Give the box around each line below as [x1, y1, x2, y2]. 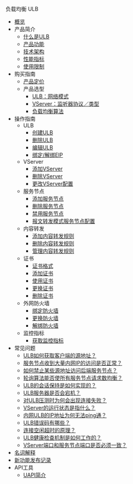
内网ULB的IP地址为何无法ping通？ [23, 412, 107, 419]
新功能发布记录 [14, 457, 51, 464]
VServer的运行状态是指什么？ [23, 405, 96, 411]
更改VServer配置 [32, 180, 73, 187]
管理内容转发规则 [32, 247, 75, 255]
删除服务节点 [32, 203, 64, 210]
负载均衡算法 [32, 108, 64, 115]
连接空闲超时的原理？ [23, 427, 76, 434]
